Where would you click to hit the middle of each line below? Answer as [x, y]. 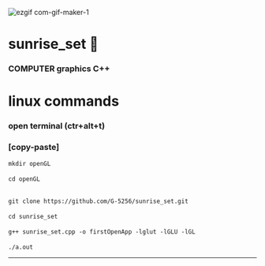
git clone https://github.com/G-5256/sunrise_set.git [99, 201]
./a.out [21, 247]
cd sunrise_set [33, 216]
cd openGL [24, 179]
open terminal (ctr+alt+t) [56, 126]
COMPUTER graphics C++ [59, 69]
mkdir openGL [30, 163]
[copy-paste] [34, 148]
